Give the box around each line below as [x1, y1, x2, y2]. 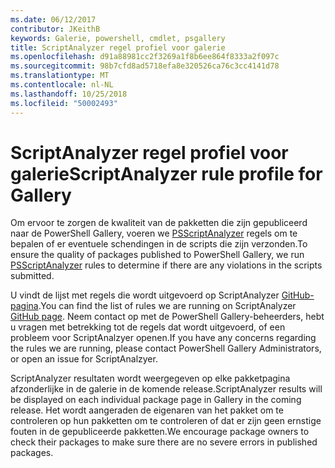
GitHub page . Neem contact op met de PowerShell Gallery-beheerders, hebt [10, 311, 325, 323]
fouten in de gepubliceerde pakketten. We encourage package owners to [10, 426, 310, 438]
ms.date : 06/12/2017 [10, 14, 97, 25]
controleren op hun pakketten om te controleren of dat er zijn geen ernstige [10, 415, 322, 427]
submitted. [10, 270, 55, 282]
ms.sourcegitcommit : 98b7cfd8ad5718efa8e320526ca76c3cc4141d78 [10, 61, 280, 71]
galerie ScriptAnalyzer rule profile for [10, 162, 323, 185]
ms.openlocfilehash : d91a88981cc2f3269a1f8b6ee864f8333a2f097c [10, 52, 280, 62]
